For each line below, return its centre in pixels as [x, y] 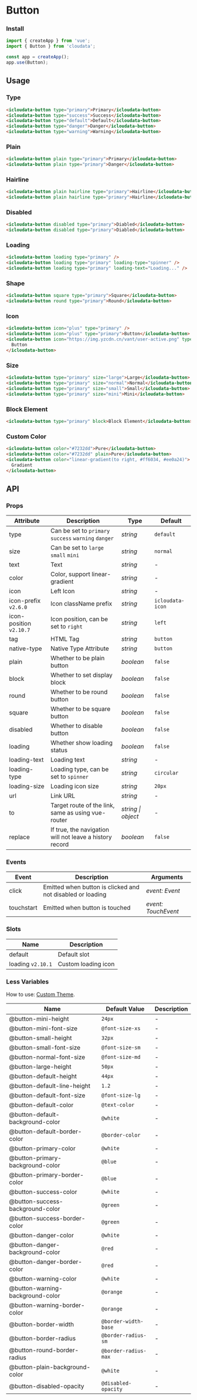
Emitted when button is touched [87, 908]
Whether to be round [79, 692]
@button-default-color [41, 1105]
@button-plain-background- [50, 1367]
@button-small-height [40, 1038]
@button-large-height [40, 1067]
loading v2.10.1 [31, 964]
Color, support [71, 574]
